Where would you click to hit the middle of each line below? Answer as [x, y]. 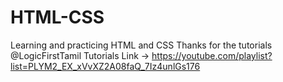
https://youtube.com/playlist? [212, 55]
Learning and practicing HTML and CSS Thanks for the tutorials [141, 45]
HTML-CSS [57, 17]
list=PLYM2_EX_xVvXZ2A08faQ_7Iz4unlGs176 [105, 66]
